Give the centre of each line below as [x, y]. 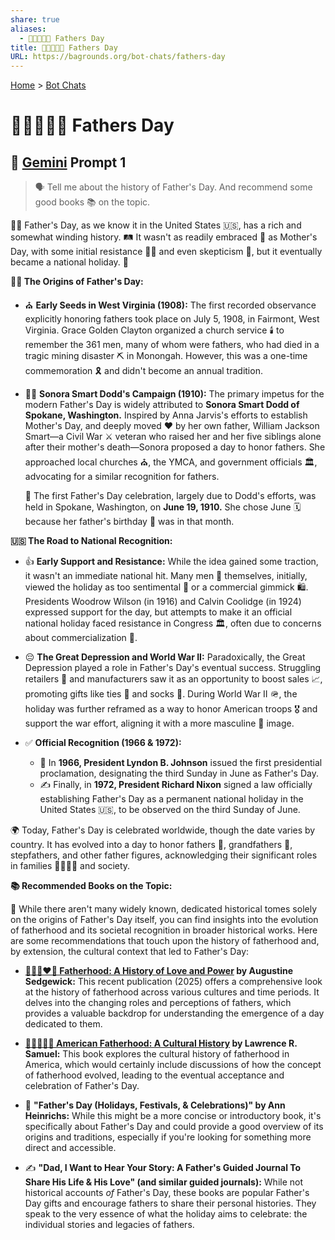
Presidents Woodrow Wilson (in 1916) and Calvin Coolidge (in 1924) [163, 602]
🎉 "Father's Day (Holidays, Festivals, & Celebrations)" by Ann [155, 1105]
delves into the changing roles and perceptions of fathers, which [158, 1003]
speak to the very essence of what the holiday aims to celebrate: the [166, 1214]
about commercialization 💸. [81, 638]
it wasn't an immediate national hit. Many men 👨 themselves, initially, [166, 576]
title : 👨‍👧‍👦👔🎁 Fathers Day [64, 47]
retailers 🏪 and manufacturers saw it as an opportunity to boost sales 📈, [173, 679]
